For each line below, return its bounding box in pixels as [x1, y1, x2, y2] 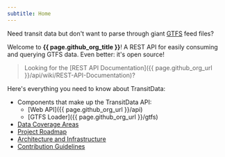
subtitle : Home [7, 10, 51, 17]
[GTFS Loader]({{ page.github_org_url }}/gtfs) [27, 113, 158, 121]
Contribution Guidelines [17, 142, 85, 150]
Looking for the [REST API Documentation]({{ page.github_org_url [24, 63, 213, 72]
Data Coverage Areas [17, 119, 79, 129]
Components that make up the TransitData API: [17, 98, 152, 106]
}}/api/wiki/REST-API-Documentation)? [24, 71, 135, 79]
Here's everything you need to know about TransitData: [7, 84, 166, 92]
